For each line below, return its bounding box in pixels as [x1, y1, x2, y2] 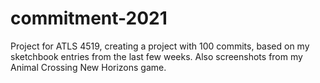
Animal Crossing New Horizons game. [10, 61, 167, 73]
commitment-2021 [10, 7, 168, 30]
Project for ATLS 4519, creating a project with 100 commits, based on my [10, 40, 310, 52]
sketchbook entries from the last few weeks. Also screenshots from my [10, 50, 303, 62]
